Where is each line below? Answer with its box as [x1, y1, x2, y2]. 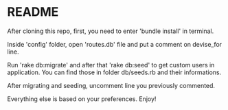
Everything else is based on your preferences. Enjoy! [7, 94, 157, 103]
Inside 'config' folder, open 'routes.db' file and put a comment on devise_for [7, 40, 222, 48]
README [7, 4, 59, 20]
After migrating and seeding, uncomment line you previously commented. [7, 81, 215, 89]
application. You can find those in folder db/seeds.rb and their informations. [7, 68, 222, 76]
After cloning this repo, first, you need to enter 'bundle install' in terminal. [7, 27, 214, 35]
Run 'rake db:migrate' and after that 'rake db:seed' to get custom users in [7, 60, 215, 69]
